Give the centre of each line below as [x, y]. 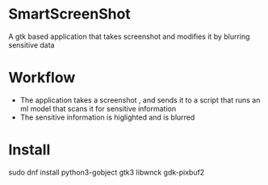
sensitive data [31, 44]
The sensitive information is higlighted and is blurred [107, 117]
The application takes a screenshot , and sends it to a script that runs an [140, 100]
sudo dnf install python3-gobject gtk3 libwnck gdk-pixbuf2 [107, 172]
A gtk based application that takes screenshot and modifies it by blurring [129, 36]
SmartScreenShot [69, 14]
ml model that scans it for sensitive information [98, 108]
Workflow [42, 78]
